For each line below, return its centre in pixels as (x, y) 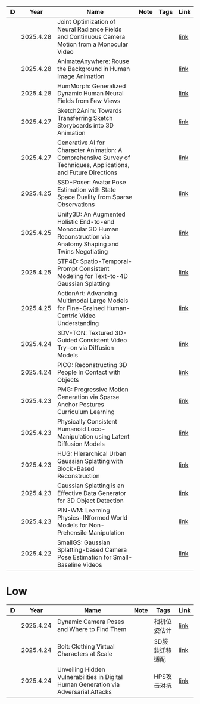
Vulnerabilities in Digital (90, 677)
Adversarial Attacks (85, 691)
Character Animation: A (90, 150)
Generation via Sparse (88, 397)
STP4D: (68, 261)
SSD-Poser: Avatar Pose (92, 182)
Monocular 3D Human (88, 229)
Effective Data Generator (92, 493)
